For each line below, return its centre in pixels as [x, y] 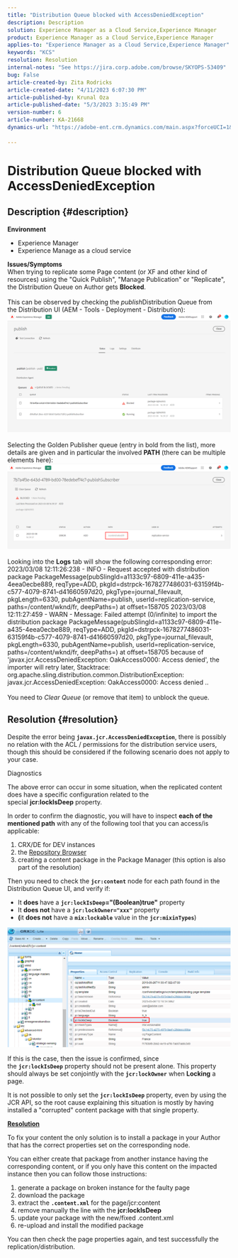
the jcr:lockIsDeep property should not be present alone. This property [112, 1066]
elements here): [30, 460]
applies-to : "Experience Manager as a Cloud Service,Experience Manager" [119, 45]
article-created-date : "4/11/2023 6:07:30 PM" [77, 90]
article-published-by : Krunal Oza [58, 97]
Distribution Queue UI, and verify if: [59, 888]
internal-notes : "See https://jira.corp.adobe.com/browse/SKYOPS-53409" [117, 67]
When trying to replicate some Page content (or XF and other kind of [107, 272]
